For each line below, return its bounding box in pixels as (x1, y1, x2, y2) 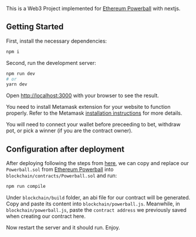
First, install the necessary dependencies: (6, 37, 107, 44)
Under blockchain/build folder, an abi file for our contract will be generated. (6, 194, 191, 201)
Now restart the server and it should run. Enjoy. (6, 224, 120, 231)
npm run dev (6, 70, 35, 77)
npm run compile (6, 184, 46, 190)
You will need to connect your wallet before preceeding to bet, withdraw (6, 121, 181, 128)
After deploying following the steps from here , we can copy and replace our (6, 160, 189, 167)
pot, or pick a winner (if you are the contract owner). (6, 127, 133, 134)
